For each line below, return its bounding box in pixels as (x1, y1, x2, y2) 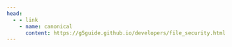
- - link (13, 17, 38, 23)
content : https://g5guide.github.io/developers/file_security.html (24, 29, 226, 37)
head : (6, 10, 22, 17)
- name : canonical (19, 23, 73, 30)
